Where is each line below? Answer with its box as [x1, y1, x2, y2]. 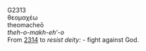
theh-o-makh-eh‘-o [7, 28, 65, 36]
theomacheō [7, 21, 44, 29]
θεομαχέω [7, 13, 38, 22]
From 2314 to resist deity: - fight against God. [7, 36, 140, 44]
